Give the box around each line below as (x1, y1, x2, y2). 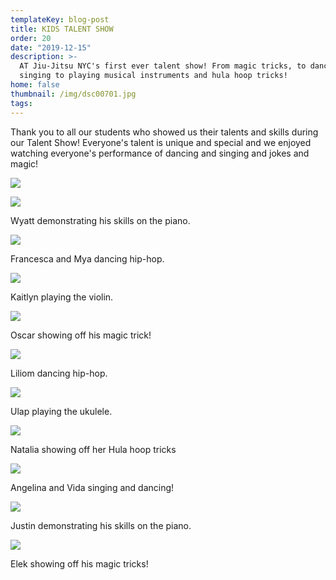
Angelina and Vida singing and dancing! (10, 481, 175, 493)
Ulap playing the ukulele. (10, 405, 113, 417)
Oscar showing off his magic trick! (10, 329, 152, 341)
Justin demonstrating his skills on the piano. (10, 519, 192, 531)
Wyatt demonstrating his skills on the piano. (10, 214, 191, 226)
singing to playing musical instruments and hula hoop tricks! (19, 71, 288, 81)
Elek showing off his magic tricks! (10, 557, 149, 570)
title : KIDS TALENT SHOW (10, 24, 114, 34)
